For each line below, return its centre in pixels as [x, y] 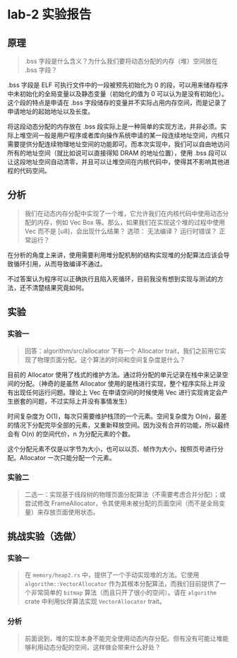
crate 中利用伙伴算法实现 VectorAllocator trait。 [95, 601]
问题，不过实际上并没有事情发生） [81, 401]
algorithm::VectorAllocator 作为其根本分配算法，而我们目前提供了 [122, 584]
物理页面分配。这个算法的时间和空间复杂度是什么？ [111, 359]
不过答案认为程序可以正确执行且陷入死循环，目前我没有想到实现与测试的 [112, 278]
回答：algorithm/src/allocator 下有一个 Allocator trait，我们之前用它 [122, 351]
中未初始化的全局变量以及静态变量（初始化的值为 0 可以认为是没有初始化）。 [117, 94]
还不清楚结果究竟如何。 [54, 288]
